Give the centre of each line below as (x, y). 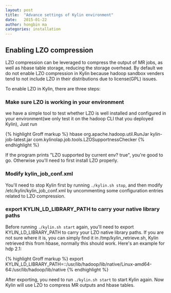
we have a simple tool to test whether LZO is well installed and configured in (86, 113)
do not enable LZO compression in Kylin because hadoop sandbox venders (85, 73)
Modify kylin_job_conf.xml (39, 174)
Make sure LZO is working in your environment (65, 102)
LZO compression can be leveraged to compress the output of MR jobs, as (84, 62)
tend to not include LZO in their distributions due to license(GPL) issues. (81, 79)
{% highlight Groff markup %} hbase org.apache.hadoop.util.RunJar (77, 134)
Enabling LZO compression (49, 50)
